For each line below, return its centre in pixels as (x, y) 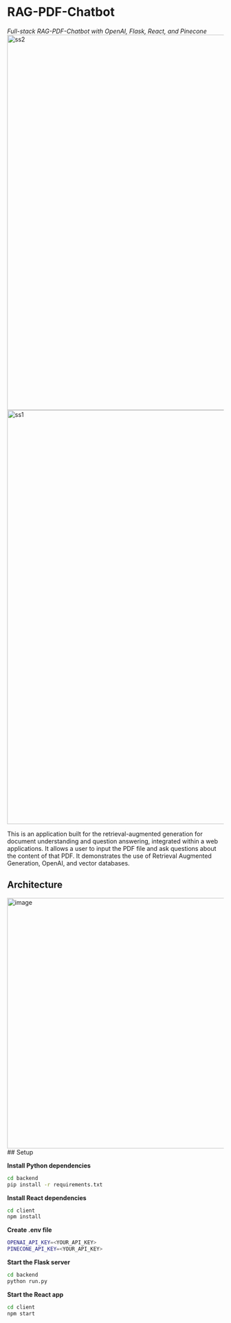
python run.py (27, 1281)
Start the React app (35, 1294)
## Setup (20, 1152)
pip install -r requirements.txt (55, 1184)
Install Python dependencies (49, 1165)
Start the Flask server (39, 1262)
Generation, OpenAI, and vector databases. (68, 863)
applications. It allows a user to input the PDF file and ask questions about (112, 848)
